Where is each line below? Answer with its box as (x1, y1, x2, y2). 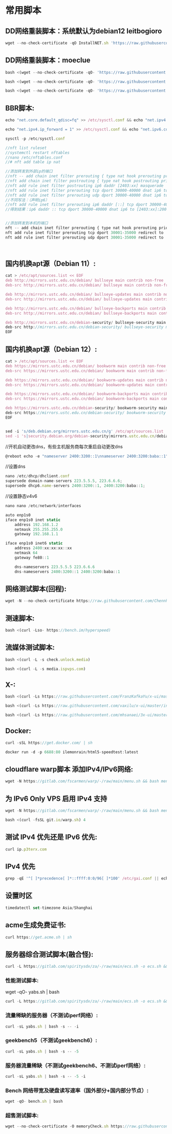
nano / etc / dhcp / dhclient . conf (5, 474, 70, 479)
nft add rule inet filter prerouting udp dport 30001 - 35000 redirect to (5, 235, 164, 240)
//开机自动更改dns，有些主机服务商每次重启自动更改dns (5, 443, 123, 449)
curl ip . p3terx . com (5, 846, 47, 852)
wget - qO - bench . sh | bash (5, 1099, 63, 1104)
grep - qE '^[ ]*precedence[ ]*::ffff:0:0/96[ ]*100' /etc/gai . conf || (5, 876, 159, 881)
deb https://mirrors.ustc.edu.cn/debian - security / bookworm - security (5, 405, 157, 411)
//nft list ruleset (5, 145, 47, 150)
